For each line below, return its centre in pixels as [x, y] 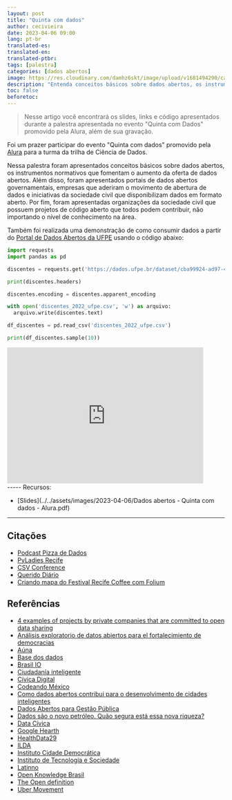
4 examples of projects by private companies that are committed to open [121, 620]
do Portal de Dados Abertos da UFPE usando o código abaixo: [96, 238]
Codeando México [43, 686]
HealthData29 [37, 738]
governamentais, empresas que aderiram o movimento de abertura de [107, 188]
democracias [36, 642]
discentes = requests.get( [46, 269]
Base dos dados [40, 657]
